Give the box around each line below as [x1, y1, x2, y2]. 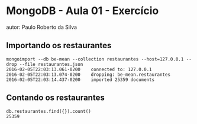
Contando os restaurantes [6, 93, 105, 103]
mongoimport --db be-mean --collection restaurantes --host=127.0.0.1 [6, 56, 184, 62]
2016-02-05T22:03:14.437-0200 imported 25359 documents [6, 76, 155, 83]
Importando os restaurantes [6, 41, 112, 51]
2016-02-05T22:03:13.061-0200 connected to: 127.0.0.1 [6, 66, 152, 72]
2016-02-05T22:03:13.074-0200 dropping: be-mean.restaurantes [6, 72, 170, 78]
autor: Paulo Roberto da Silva [6, 24, 77, 31]
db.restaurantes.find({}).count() [6, 108, 92, 114]
